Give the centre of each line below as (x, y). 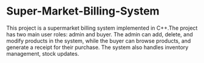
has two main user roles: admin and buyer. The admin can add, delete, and (100, 34)
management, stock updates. (43, 53)
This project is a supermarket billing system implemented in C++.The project (102, 28)
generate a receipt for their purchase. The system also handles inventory (97, 47)
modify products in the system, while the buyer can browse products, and (99, 41)
